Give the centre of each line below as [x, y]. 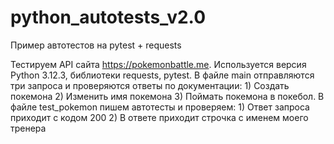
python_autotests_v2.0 [108, 17]
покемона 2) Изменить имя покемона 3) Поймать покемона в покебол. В [167, 96]
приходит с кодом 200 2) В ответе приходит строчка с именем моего [159, 117]
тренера [28, 128]
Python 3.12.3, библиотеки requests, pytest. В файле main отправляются [162, 75]
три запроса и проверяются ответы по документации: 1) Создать [150, 85]
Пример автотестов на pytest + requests [96, 45]
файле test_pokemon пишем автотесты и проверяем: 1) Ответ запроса [160, 107]
